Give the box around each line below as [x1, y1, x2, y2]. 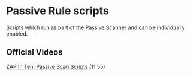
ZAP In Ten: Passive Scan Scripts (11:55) [6, 63, 105, 70]
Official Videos [6, 47, 63, 58]
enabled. [6, 30, 28, 37]
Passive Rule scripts [6, 4, 109, 18]
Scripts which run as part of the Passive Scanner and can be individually [6, 24, 185, 31]
